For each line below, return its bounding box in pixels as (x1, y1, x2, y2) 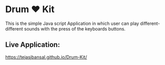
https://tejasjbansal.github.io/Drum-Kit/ (5, 54, 87, 60)
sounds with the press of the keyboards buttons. (24, 25, 126, 31)
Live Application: (5, 41, 60, 49)
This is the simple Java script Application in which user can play (5, 20, 140, 26)
